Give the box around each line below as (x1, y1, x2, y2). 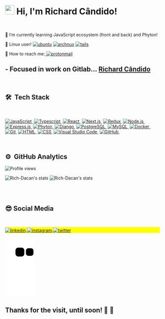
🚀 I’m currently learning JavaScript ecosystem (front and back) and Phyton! (5, 32, 158, 37)
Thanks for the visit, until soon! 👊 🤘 (5, 306, 114, 315)
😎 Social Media (5, 204, 54, 213)
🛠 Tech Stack (5, 93, 50, 102)
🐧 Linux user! (5, 41, 32, 47)
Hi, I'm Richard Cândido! (16, 6, 117, 17)
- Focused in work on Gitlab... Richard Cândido (5, 65, 151, 73)
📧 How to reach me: (5, 51, 45, 57)
